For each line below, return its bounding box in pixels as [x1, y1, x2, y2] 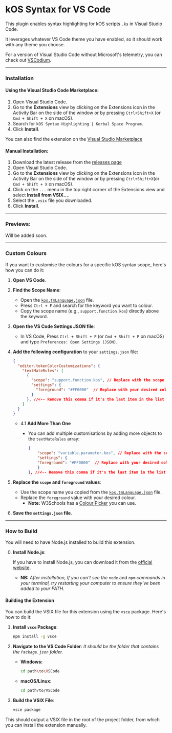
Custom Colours [5, 250, 47, 257]
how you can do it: [5, 267, 45, 273]
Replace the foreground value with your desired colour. [20, 494, 136, 501]
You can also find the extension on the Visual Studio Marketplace [5, 136, 143, 142]
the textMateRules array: [28, 436, 80, 442]
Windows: [20, 658, 43, 665]
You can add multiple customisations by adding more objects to [28, 430, 162, 436]
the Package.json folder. [12, 649, 63, 655]
